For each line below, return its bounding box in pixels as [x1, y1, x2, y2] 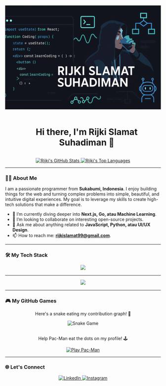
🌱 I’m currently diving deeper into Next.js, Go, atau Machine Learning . [12, 211, 157, 217]
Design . [12, 227, 29, 233]
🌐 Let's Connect [5, 364, 45, 371]
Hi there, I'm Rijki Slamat [35, 126, 138, 138]
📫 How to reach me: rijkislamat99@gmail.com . [12, 232, 111, 238]
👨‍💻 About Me [5, 174, 37, 181]
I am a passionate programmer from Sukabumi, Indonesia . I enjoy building [5, 186, 157, 192]
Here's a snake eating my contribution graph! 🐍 [35, 310, 131, 317]
